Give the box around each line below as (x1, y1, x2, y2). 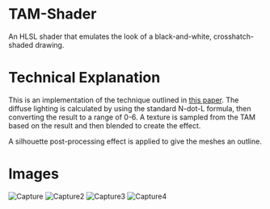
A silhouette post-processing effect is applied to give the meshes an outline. (8, 136, 263, 146)
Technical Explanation (8, 69, 161, 87)
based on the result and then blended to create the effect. (8, 120, 201, 130)
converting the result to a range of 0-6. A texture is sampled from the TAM (8, 112, 256, 122)
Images (8, 165, 59, 183)
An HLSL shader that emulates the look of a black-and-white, (8, 31, 212, 41)
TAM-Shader (8, 5, 97, 23)
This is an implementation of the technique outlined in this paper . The (8, 94, 239, 105)
